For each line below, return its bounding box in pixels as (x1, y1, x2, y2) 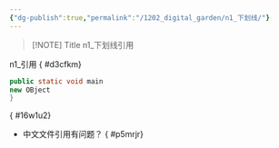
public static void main (9, 76, 104, 86)
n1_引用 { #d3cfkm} (9, 58, 82, 69)
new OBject (9, 85, 51, 94)
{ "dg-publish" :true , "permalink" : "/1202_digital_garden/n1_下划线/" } (9, 13, 271, 23)
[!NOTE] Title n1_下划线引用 (31, 39, 135, 50)
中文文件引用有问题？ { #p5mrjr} (22, 129, 144, 140)
